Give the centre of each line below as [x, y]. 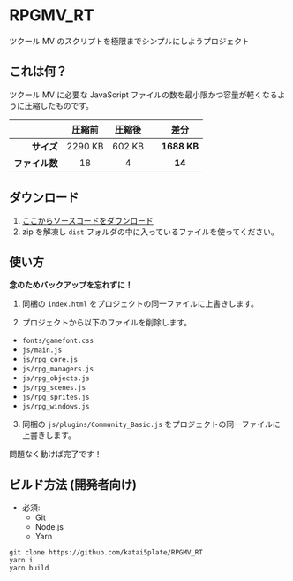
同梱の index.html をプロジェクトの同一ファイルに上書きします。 [140, 304]
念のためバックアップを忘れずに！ [71, 285]
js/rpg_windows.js [56, 407]
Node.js [49, 527]
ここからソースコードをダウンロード [88, 220]
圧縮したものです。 [59, 105]
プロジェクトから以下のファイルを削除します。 [107, 323]
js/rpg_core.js [50, 360]
